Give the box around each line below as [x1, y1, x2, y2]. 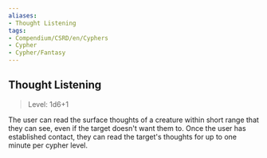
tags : [8, 26, 26, 34]
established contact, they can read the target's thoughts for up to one [8, 132, 238, 141]
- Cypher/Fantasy [8, 49, 66, 57]
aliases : [8, 11, 37, 20]
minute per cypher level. [8, 140, 88, 150]
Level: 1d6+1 [27, 99, 69, 109]
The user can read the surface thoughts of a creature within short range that [8, 115, 259, 124]
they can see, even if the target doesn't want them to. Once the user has [8, 123, 246, 132]
